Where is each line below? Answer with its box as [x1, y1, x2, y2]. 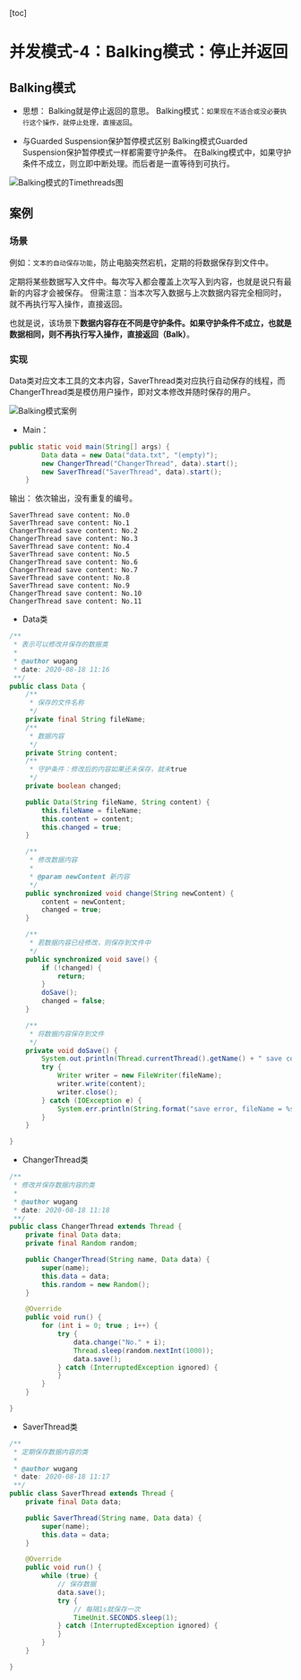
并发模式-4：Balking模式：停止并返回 [9, 42, 288, 62]
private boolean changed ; [25, 782, 123, 791]
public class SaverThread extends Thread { [9, 1489, 175, 1498]
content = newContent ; [41, 897, 126, 906]
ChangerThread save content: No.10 [9, 589, 142, 598]
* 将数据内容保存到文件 [29, 1029, 105, 1038]
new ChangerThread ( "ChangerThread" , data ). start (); [41, 459, 239, 468]
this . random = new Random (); [41, 1280, 150, 1289]
